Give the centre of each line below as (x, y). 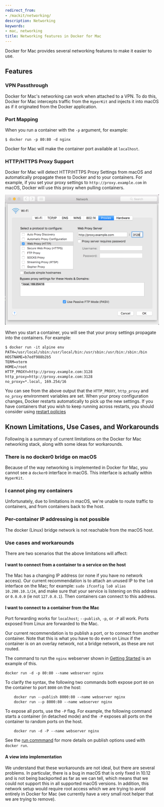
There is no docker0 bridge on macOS (51, 457)
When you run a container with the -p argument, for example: (67, 130)
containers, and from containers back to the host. (55, 507)
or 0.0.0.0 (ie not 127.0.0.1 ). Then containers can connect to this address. (81, 596)
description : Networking (30, 21)
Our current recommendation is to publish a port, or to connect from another (82, 633)
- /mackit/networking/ (28, 15)
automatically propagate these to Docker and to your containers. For (74, 177)
